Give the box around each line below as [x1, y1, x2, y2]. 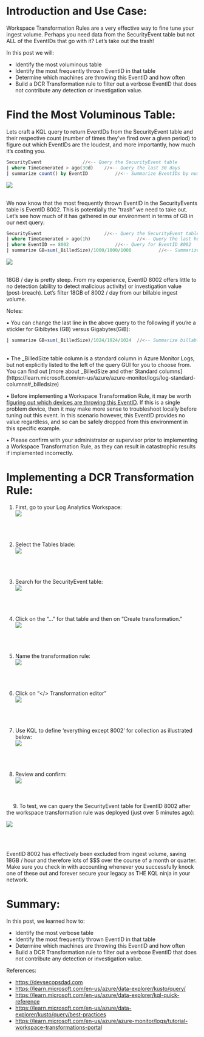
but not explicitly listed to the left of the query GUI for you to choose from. [6, 361, 191, 368]
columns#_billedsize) [6, 380, 59, 388]
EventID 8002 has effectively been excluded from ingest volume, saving [6, 850, 186, 857]
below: [15, 733, 32, 741]
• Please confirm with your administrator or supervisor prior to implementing [6, 436, 198, 443]
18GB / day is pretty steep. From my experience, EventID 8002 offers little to [6, 276, 197, 283]
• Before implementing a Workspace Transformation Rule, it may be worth [6, 392, 191, 399]
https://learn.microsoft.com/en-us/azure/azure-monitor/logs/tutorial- [15, 1017, 188, 1024]
